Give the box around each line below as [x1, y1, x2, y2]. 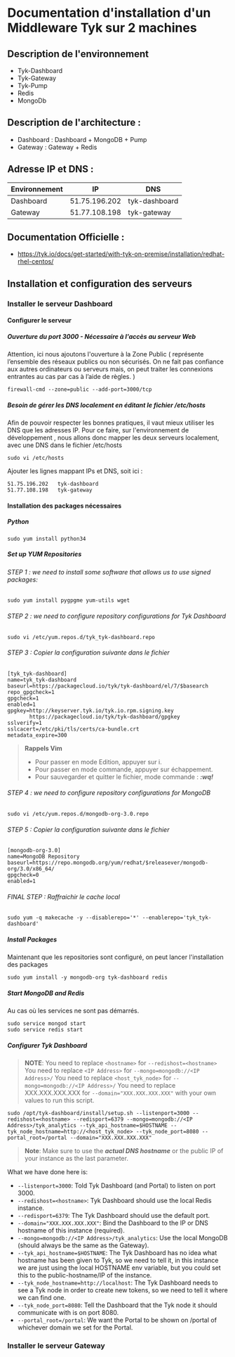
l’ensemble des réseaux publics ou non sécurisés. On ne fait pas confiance [7, 357, 224, 366]
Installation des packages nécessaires [7, 501, 122, 510]
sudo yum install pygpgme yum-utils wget [7, 597, 130, 604]
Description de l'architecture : [7, 117, 142, 129]
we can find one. [17, 1294, 67, 1302]
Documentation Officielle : [7, 231, 125, 243]
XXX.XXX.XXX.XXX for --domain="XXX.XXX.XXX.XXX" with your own [24, 1088, 216, 1098]
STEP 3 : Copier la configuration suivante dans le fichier [7, 648, 170, 657]
